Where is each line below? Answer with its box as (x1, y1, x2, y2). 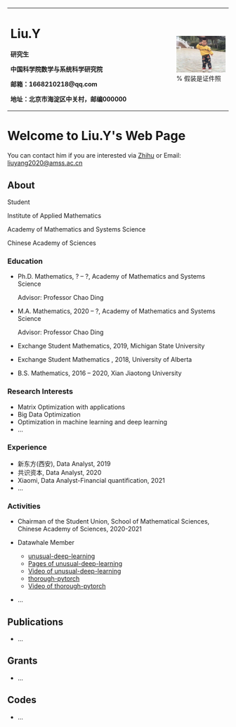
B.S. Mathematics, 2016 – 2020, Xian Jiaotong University (17, 369, 182, 377)
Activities (7, 501, 41, 511)
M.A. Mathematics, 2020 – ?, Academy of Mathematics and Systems (17, 307, 216, 315)
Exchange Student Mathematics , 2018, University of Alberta (17, 355, 192, 364)
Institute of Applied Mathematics (7, 211, 102, 220)
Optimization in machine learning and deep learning (17, 417, 167, 426)
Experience (7, 443, 47, 453)
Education (7, 256, 44, 266)
